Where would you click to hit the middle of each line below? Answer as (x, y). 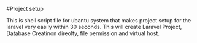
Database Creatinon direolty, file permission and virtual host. (83, 33)
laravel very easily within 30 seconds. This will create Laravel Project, (94, 27)
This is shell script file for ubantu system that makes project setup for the (99, 20)
